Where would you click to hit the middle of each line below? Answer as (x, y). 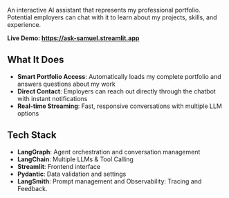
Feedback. (32, 188)
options (28, 113)
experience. (24, 25)
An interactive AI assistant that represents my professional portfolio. (104, 10)
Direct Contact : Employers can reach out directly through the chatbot (116, 91)
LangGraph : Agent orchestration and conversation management (109, 152)
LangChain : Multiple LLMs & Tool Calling (75, 159)
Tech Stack (32, 135)
